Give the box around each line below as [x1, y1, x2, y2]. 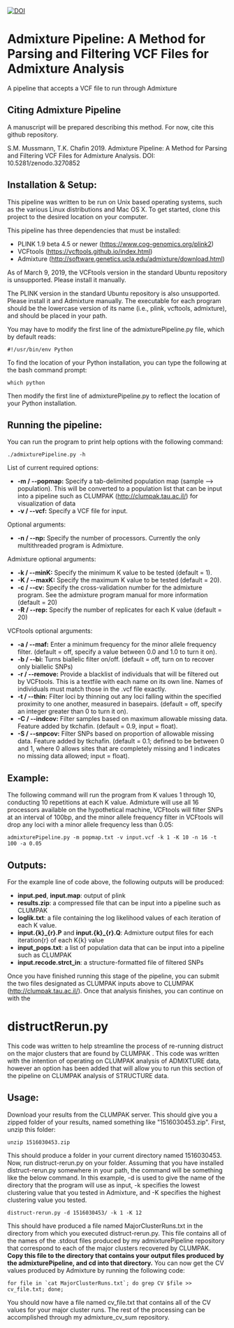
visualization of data [17, 499, 75, 508]
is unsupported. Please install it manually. [7, 275, 126, 284]
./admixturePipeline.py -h [7, 452, 86, 459]
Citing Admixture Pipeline [7, 104, 121, 116]
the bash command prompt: [7, 365, 87, 374]
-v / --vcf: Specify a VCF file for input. [17, 507, 128, 515]
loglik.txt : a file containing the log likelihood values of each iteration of [17, 914, 221, 922]
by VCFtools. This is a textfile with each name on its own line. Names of [17, 678, 224, 686]
